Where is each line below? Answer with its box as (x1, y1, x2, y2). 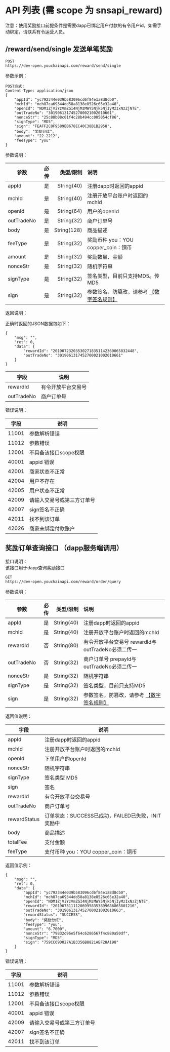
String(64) (57, 207, 82, 214)
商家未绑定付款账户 (29, 525, 75, 532)
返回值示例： (5, 862, 32, 868)
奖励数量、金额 (87, 253, 123, 260)
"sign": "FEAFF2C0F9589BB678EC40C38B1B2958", (14, 124, 112, 129)
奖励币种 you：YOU (87, 236, 134, 243)
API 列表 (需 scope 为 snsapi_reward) (5, 5, 163, 16)
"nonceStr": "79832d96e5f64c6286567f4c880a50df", (23, 930, 130, 936)
